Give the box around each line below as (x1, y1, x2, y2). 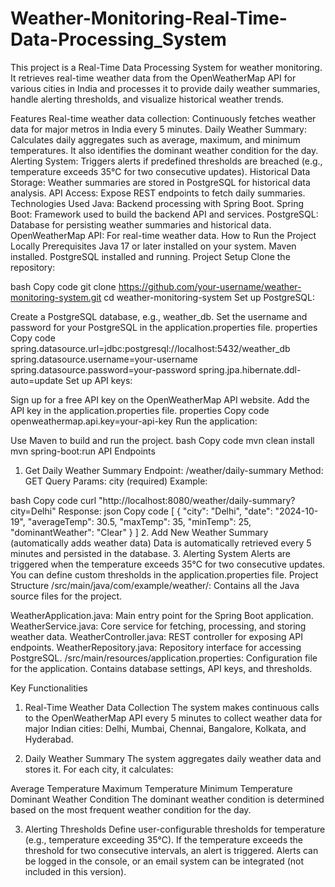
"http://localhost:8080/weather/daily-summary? (98, 494, 296, 506)
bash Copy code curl (10, 494, 97, 506)
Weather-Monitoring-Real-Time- (10, 7, 288, 30)
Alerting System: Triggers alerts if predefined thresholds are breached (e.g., (10, 155, 323, 167)
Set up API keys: (65, 374, 133, 386)
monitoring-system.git (10, 291, 102, 303)
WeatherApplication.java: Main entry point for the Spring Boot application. (10, 609, 314, 621)
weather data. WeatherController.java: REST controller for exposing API (10, 630, 303, 642)
